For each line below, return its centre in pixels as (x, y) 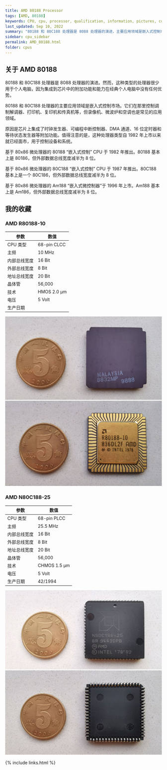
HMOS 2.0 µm (52, 292)
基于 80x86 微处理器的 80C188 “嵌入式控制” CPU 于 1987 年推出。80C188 (81, 169)
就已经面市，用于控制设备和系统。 (40, 141)
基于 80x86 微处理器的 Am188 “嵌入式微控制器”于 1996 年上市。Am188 (78, 185)
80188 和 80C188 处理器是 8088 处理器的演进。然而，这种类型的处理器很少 (82, 82)
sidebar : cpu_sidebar (28, 37)
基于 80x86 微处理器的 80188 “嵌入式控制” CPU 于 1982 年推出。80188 (78, 152)
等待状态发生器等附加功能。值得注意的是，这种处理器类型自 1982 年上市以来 (83, 135)
